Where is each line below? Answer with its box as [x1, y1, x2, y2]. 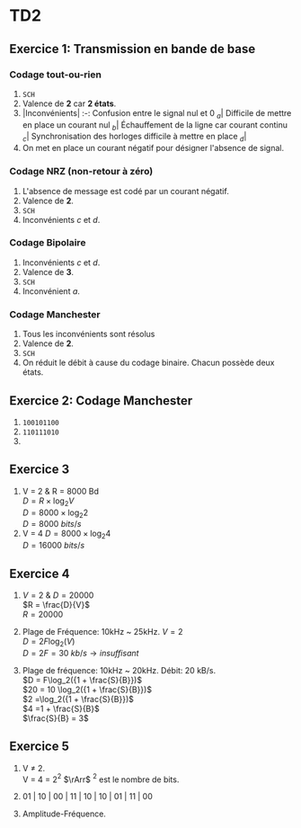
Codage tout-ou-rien [9, 68, 102, 81]
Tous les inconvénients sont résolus [22, 329, 155, 340]
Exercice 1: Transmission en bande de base [9, 41, 256, 57]
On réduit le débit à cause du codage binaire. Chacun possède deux [22, 357, 275, 369]
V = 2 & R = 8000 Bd [22, 485, 99, 496]
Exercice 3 [9, 462, 70, 477]
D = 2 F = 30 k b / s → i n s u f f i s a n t [22, 647, 139, 658]
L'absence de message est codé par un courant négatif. [22, 185, 229, 196]
